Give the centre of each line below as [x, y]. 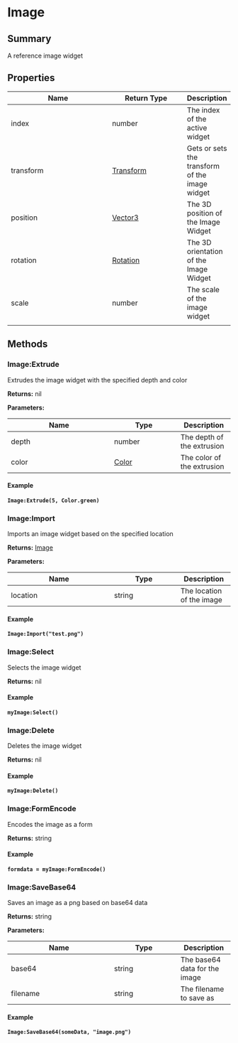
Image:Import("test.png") [45, 634]
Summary [29, 39]
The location [201, 591]
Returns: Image [30, 547]
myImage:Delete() [33, 791]
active [197, 127]
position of [205, 213]
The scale [203, 289]
